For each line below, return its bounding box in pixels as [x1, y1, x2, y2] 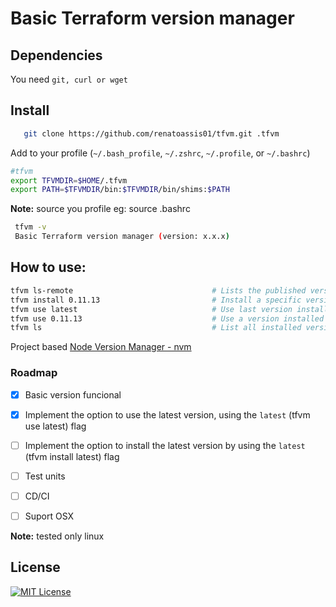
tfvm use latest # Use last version [10, 304, 293, 314]
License [10, 559, 61, 576]
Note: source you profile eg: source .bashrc [10, 203, 191, 215]
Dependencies [10, 47, 103, 64]
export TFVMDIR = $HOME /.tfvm [10, 175, 128, 186]
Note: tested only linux [10, 530, 105, 542]
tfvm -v [14, 222, 47, 232]
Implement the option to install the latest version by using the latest [24, 439, 306, 451]
